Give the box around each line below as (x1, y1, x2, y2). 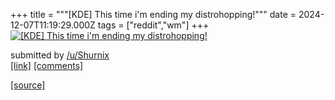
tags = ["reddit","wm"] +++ (97, 19, 210, 31)
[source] (10, 79, 46, 91)
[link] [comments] (10, 60, 84, 71)
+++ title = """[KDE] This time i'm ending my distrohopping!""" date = (10, 9, 297, 20)
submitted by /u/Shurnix (10, 49, 110, 61)
